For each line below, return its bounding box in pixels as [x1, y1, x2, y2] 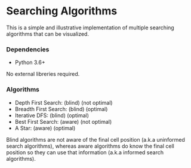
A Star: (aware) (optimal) [14, 124, 76, 132]
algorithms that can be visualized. [6, 30, 90, 37]
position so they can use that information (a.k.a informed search [6, 148, 164, 156]
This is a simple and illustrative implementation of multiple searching [6, 24, 174, 31]
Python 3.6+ [14, 59, 46, 66]
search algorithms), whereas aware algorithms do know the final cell [6, 142, 174, 149]
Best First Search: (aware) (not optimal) [14, 118, 112, 125]
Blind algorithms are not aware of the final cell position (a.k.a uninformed [6, 136, 185, 143]
